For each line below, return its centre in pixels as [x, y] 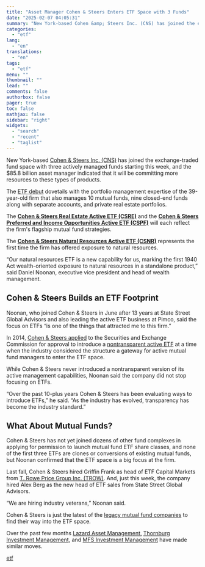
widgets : [17, 126]
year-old [17, 198]
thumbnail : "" [24, 80]
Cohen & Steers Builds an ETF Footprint [82, 298]
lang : [13, 40]
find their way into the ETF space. [49, 521]
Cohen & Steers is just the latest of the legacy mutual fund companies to [97, 515]
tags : [13, 63]
